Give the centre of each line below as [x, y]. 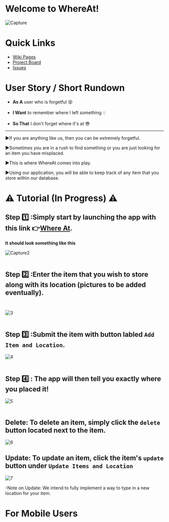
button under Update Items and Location [69, 466]
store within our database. [32, 178]
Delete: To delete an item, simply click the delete [83, 422]
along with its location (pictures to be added [76, 285]
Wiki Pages [24, 57]
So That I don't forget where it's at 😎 [51, 123]
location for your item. [28, 493]
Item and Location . [35, 345]
